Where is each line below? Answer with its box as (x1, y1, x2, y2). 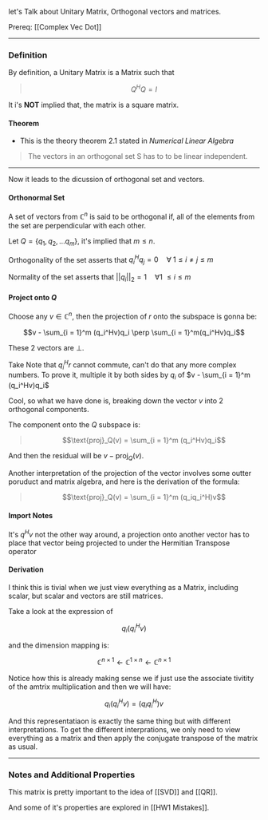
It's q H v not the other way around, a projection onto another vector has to (8, 529, 250, 539)
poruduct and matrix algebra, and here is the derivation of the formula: (8, 477, 240, 486)
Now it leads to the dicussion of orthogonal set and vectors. (8, 175, 205, 184)
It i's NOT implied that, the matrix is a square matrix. (8, 100, 179, 109)
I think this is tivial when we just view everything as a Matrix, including (8, 583, 238, 592)
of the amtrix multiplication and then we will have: (8, 682, 171, 691)
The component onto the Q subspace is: (8, 420, 141, 430)
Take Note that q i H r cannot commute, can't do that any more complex (8, 359, 237, 371)
